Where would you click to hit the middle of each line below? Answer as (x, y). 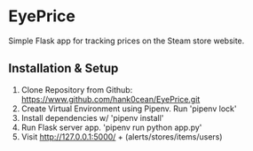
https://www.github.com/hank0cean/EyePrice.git (111, 99)
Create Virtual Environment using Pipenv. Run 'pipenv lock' (129, 109)
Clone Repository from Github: (77, 89)
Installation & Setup (63, 68)
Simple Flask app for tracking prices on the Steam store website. (126, 41)
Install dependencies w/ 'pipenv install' (92, 117)
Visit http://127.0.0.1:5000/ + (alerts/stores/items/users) (122, 136)
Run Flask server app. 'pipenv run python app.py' (111, 127)
